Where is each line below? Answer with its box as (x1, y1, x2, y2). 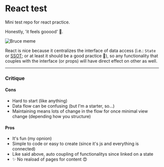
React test (5, 3, 47, 14)
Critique (5, 74, 25, 81)
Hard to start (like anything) (12, 98, 67, 104)
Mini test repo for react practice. (5, 19, 70, 25)
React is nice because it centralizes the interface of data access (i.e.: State (5, 48, 156, 53)
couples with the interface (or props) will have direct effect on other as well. (5, 58, 158, 64)
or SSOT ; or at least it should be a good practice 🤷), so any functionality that (5, 52, 159, 59)
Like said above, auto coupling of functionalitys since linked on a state (12, 151, 154, 157)
